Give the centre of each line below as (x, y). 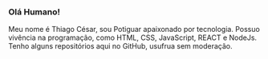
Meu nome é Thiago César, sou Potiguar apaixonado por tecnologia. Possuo (134, 29)
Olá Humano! (34, 12)
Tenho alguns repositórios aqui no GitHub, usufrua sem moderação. (120, 46)
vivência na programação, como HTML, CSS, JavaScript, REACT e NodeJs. (133, 37)
